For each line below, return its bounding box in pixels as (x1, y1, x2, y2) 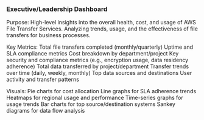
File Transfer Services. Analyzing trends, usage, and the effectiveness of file (6, 25, 198, 32)
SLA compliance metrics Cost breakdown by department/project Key (6, 50, 179, 57)
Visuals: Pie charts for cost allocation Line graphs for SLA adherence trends (6, 88, 197, 95)
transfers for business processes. (6, 32, 91, 39)
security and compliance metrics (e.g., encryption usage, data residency (6, 57, 189, 64)
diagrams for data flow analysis (6, 107, 85, 115)
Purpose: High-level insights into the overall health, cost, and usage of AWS (6, 19, 197, 26)
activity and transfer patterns (6, 76, 79, 83)
